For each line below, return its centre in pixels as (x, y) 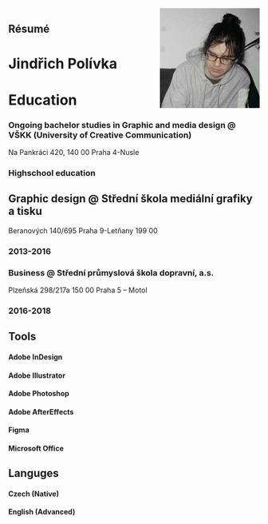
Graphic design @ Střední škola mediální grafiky (130, 199)
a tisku (25, 211)
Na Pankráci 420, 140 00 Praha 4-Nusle (74, 153)
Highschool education (52, 173)
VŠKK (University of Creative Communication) (100, 135)
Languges (34, 473)
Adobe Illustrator (37, 375)
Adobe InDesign (35, 357)
